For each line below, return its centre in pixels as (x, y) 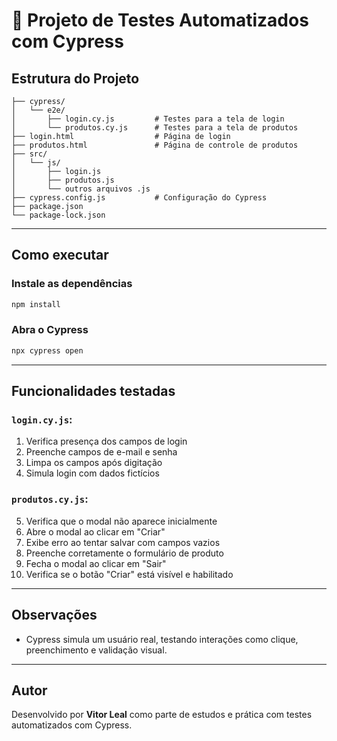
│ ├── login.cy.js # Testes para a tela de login (148, 119)
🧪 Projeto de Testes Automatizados (160, 20)
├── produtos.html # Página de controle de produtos (155, 145)
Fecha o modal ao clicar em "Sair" (96, 563)
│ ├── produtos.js (63, 180)
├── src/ (29, 154)
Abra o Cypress (50, 330)
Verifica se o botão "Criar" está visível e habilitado (129, 574)
